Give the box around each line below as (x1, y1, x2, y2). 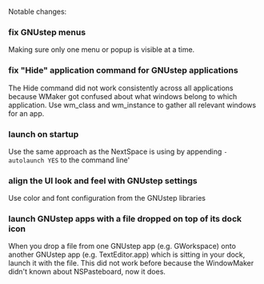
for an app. (8, 108, 45, 118)
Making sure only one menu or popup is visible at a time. (8, 45, 195, 54)
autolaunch (8, 156, 45, 165)
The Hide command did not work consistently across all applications (8, 83, 234, 93)
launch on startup (8, 128, 79, 139)
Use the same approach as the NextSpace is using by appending (8, 146, 222, 156)
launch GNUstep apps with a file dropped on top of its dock (8, 214, 242, 225)
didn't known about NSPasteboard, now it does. (8, 267, 166, 277)
